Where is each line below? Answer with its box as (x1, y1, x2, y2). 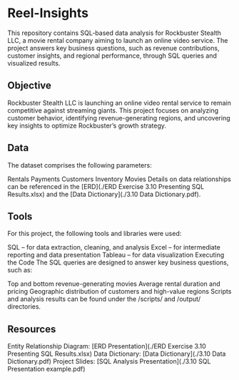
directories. (7, 302, 41, 311)
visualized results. (7, 58, 61, 67)
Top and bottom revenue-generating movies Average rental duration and (7, 279, 220, 288)
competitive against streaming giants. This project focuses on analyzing (7, 106, 219, 115)
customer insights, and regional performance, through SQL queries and (7, 51, 218, 60)
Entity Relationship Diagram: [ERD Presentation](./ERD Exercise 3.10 (7, 342, 206, 351)
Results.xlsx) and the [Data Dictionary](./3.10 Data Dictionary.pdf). (7, 190, 201, 198)
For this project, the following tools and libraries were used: (7, 230, 182, 238)
